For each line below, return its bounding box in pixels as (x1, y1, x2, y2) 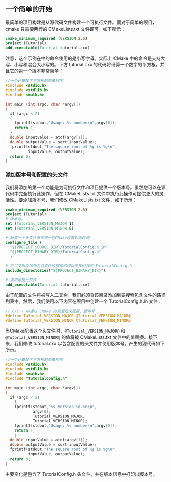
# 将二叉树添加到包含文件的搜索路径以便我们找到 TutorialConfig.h (5, 263, 132, 269)
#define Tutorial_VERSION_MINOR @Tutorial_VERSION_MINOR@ (5, 318, 131, 323)
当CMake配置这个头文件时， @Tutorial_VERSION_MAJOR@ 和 (5, 328, 126, 334)
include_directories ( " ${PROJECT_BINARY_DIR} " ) (5, 268, 106, 273)
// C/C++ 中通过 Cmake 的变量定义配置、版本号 (5, 308, 95, 314)
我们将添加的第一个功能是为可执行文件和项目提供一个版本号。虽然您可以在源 (5, 184, 166, 190)
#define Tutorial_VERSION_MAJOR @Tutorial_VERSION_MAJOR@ (5, 313, 131, 318)
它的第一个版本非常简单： (9, 68, 64, 74)
